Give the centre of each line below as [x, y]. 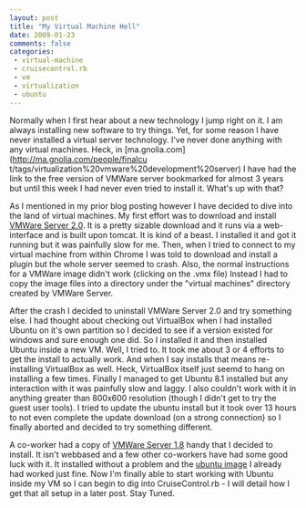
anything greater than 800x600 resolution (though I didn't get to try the [143, 398]
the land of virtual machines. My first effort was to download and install [143, 215]
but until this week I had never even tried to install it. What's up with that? [147, 188]
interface [26, 234]
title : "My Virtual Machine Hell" [75, 26]
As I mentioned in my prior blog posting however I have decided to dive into [151, 205]
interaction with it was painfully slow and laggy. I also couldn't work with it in [153, 388]
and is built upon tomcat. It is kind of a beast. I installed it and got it [171, 234]
